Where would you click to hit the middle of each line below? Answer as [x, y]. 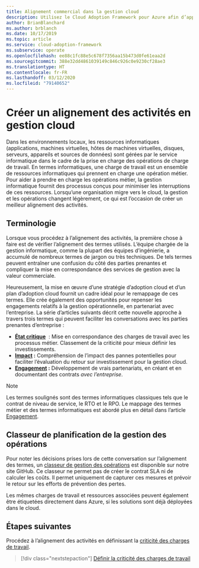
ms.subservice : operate [36, 50]
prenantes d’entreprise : [35, 325]
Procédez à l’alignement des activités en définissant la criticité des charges [98, 541]
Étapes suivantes [39, 526]
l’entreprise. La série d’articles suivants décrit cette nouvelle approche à [94, 312]
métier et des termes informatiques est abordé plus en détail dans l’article [96, 410]
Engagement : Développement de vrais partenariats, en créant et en [98, 368]
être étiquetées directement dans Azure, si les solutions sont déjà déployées [99, 502]
